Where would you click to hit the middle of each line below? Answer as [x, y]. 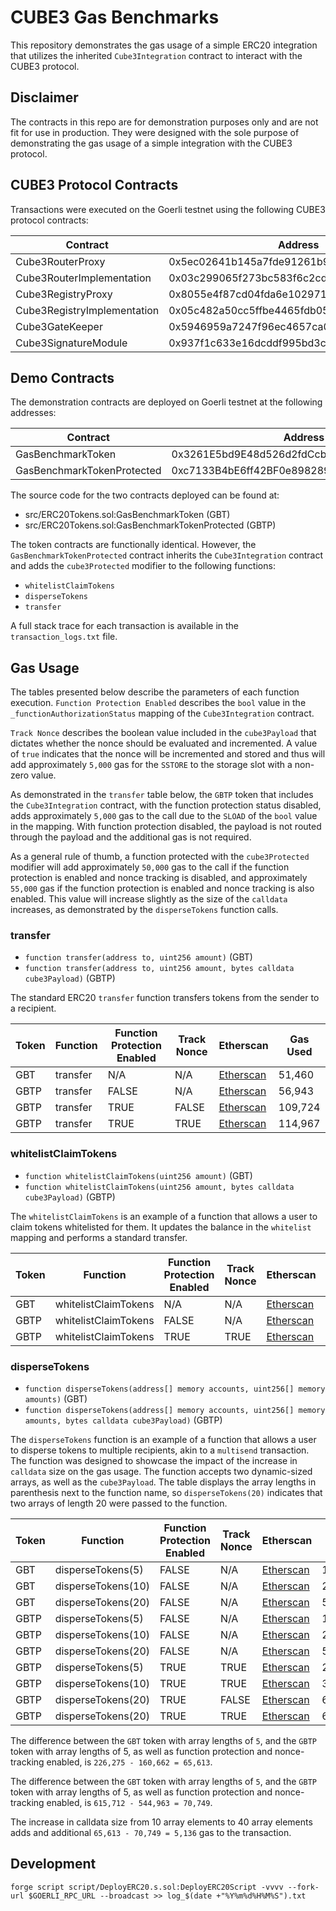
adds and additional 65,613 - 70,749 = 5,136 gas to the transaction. [151, 1833]
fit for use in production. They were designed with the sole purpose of [155, 132]
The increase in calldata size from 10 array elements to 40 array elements [161, 1822]
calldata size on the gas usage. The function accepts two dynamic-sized [161, 1472]
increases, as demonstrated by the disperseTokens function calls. [144, 910]
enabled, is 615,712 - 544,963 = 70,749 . [129, 1803]
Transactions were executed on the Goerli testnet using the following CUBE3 [168, 209]
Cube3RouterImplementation [83, 278]
